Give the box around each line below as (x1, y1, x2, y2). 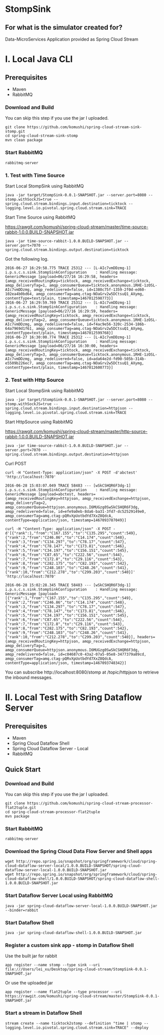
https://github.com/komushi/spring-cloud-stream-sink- (27, 125, 142, 130)
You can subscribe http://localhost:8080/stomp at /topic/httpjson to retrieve (5, 669, 159, 675)
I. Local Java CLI (5, 53, 73, 65)
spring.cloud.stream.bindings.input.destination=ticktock (5, 201, 127, 206)
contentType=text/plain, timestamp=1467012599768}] (5, 330, 113, 335)
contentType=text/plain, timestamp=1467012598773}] (5, 296, 113, 301)
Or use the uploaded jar (5, 980, 53, 986)
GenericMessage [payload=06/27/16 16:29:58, (5, 274, 98, 279)
